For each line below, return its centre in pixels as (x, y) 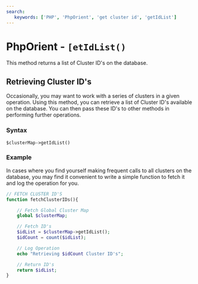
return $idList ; (37, 270)
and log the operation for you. (43, 183)
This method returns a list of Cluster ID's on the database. (77, 63)
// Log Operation (38, 248)
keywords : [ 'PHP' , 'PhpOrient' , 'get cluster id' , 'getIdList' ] (95, 17)
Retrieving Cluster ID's (49, 82)
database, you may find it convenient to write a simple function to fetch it (96, 176)
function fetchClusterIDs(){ (42, 200)
